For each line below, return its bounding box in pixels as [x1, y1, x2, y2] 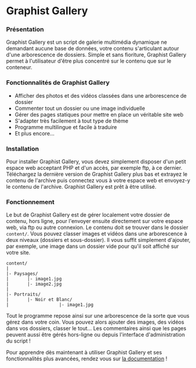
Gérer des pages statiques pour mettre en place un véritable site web [14, 111, 184, 118]
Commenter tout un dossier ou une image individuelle [14, 105, 146, 112]
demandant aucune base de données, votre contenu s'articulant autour [6, 45, 179, 52]
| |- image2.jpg [6, 281, 62, 288]
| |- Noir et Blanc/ [6, 297, 73, 303]
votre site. [6, 249, 31, 256]
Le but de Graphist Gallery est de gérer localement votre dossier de [6, 211, 170, 218]
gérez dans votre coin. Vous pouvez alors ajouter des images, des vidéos [6, 318, 185, 326]
